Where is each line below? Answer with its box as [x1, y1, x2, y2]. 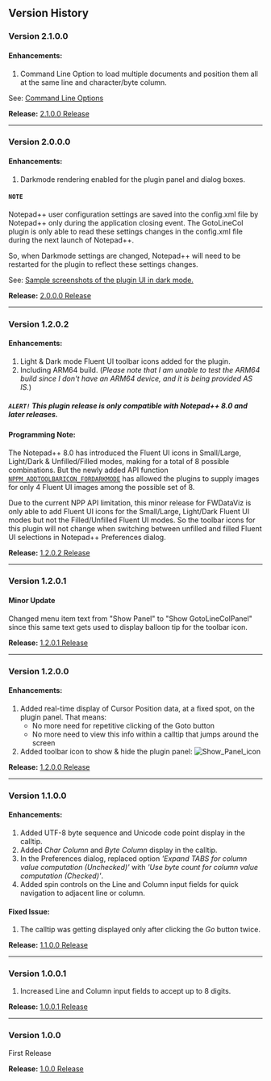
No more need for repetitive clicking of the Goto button [31, 720, 215, 730]
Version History [8, 6, 89, 20]
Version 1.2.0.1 [8, 576, 67, 587]
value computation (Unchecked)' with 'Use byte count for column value [19, 862, 259, 872]
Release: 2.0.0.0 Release [8, 290, 91, 300]
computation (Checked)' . [19, 871, 104, 880]
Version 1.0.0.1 [8, 968, 67, 979]
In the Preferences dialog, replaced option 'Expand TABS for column [19, 853, 248, 864]
